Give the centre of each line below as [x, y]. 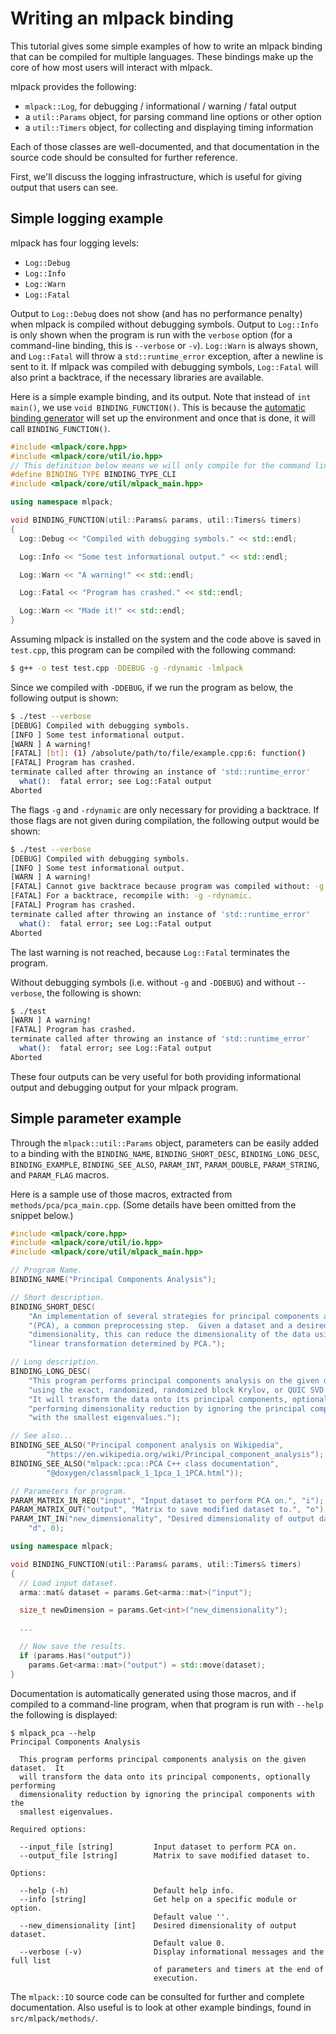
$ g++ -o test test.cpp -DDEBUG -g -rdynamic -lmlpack [127, 668]
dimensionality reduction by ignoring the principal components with [167, 1794]
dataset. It [37, 1768]
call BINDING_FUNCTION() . [60, 428]
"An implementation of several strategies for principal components [174, 1316]
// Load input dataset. [68, 1583]
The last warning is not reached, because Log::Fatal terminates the [150, 952]
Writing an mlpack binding [122, 18]
